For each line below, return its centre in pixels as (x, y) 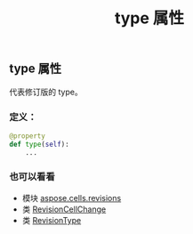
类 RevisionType (52, 220)
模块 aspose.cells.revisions (72, 198)
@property (28, 136)
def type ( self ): (39, 144)
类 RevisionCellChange (64, 209)
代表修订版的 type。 (46, 92)
